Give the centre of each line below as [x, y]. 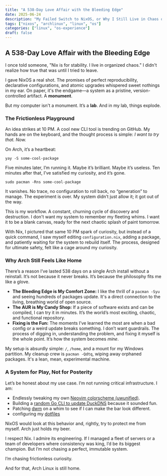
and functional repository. [39, 318]
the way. [14, 202]
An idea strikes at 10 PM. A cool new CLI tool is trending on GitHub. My [78, 129]
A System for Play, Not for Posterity [49, 372]
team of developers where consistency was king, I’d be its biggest [73, 444]
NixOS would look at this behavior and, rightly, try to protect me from [76, 423]
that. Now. [16, 140]
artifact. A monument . [50, 95]
